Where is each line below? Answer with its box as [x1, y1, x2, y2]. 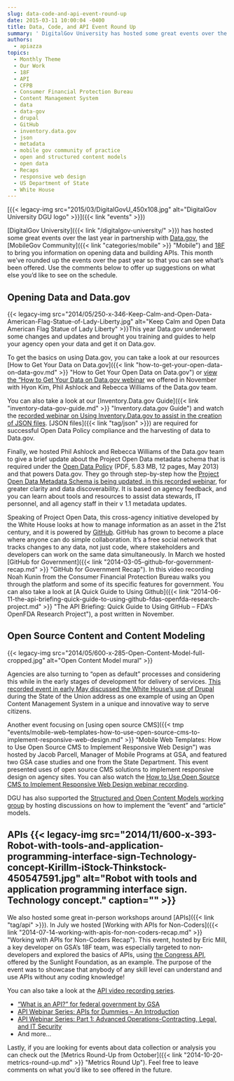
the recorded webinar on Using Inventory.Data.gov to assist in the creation [7, 411, 222, 420]
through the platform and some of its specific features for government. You [7, 580, 224, 588]
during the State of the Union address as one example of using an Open [7, 691, 215, 701]
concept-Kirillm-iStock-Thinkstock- [7, 862, 167, 874]
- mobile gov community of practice [13, 147, 121, 154]
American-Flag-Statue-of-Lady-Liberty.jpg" [7, 317, 134, 326]
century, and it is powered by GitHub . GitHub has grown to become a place [7, 528, 224, 537]
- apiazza [13, 43, 42, 50]
